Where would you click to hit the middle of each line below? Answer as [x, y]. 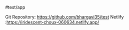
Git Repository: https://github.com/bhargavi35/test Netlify [64, 17]
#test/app [15, 7]
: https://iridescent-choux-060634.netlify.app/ [52, 22]
